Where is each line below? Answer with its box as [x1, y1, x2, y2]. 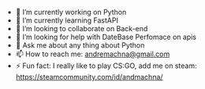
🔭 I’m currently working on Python [15, 8, 127, 16]
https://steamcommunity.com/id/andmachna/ [15, 73, 163, 81]
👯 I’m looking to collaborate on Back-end [15, 24, 148, 33]
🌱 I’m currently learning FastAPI [15, 16, 118, 25]
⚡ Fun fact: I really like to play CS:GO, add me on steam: [15, 61, 197, 70]
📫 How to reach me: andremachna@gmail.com [15, 49, 170, 59]
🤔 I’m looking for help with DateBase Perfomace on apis [15, 32, 197, 41]
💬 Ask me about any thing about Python [15, 41, 145, 50]
